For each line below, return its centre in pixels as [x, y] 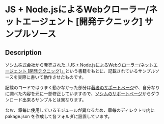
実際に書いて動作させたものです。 [52, 77]
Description [23, 52]
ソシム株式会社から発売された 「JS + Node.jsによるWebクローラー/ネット [79, 65]
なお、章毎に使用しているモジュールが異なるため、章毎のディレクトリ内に [80, 110]
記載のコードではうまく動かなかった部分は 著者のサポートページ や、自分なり [82, 87]
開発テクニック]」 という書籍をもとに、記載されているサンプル [92, 71]
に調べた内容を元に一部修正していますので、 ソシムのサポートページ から [78, 94]
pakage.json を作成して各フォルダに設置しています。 [59, 116]
